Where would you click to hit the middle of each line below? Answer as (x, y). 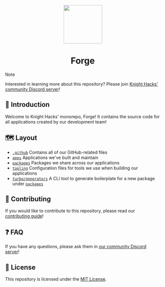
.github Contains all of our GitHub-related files (60, 152)
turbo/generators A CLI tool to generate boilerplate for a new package (83, 178)
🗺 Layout (21, 138)
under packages (28, 184)
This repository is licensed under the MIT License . (56, 279)
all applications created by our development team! (56, 122)
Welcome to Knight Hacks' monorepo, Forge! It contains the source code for (82, 116)
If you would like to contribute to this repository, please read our (70, 211)
